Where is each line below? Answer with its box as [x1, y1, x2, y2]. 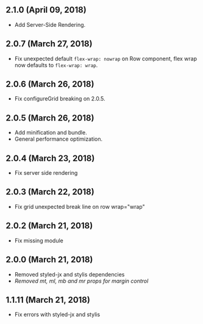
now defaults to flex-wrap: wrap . [14, 61, 98, 69]
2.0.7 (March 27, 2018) [5, 39, 93, 49]
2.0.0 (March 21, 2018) [5, 255, 93, 265]
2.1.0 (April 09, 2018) [5, 5, 87, 15]
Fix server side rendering [14, 169, 78, 177]
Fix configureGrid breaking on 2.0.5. [14, 95, 105, 102]
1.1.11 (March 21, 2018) [5, 295, 91, 305]
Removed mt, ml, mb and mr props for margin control [14, 277, 149, 284]
